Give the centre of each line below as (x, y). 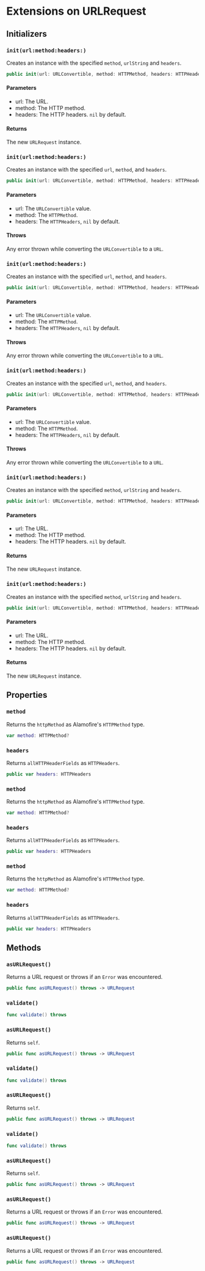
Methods (24, 947)
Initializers (27, 34)
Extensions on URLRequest (76, 11)
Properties (27, 695)
